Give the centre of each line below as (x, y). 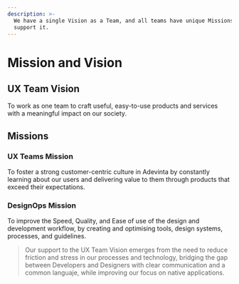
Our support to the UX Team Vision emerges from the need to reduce (126, 250)
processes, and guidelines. (47, 236)
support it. (32, 27)
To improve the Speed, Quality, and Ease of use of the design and (103, 221)
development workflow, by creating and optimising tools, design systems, (115, 228)
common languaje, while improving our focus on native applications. (125, 273)
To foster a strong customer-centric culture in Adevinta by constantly (108, 172)
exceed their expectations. (46, 187)
